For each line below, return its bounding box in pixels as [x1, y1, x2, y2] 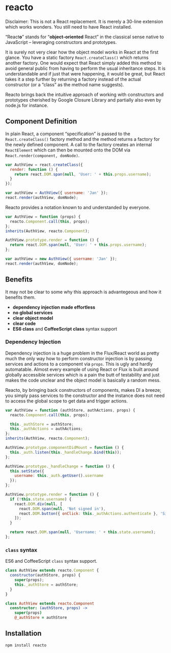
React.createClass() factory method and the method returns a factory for [5, 136, 160, 142]
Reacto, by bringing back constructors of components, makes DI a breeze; [5, 387, 161, 393]
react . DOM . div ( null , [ [14, 501, 63, 507]
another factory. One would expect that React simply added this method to [5, 60, 162, 66]
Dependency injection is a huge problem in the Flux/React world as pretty [5, 350, 159, 356]
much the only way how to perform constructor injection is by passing [5, 355, 152, 361]
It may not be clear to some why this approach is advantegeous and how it [5, 289, 162, 295]
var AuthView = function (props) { [5, 214, 81, 219]
